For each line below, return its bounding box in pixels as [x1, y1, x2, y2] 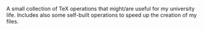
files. [6, 18, 19, 25]
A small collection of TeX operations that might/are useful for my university [6, 5, 195, 12]
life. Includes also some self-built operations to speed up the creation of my [6, 11, 197, 19]
